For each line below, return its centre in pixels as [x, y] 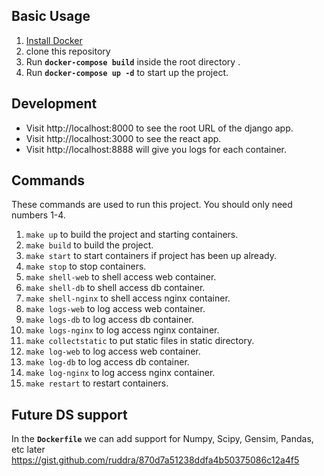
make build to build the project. [89, 245]
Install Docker [54, 40]
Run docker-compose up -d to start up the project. [127, 72]
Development [54, 104]
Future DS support [69, 414]
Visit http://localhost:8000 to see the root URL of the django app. [159, 128]
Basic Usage [51, 16]
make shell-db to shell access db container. [115, 288]
